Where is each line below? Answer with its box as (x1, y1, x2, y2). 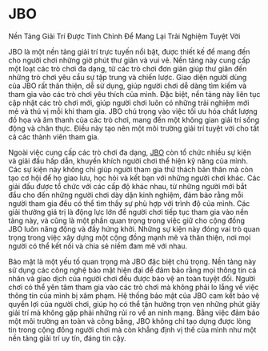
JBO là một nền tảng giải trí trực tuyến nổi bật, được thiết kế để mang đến (8, 46, 250, 56)
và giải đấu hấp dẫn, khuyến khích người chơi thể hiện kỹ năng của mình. (8, 155, 248, 165)
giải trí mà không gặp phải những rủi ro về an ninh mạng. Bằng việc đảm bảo (8, 308, 260, 317)
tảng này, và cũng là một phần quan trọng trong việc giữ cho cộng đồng (8, 216, 246, 225)
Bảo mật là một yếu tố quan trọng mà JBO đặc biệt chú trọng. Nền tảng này (8, 256, 257, 266)
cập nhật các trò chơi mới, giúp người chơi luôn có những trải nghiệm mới (8, 98, 250, 107)
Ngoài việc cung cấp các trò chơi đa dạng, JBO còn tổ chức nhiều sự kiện (8, 147, 252, 157)
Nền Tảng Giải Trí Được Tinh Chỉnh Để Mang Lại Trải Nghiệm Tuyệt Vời (8, 31, 241, 41)
